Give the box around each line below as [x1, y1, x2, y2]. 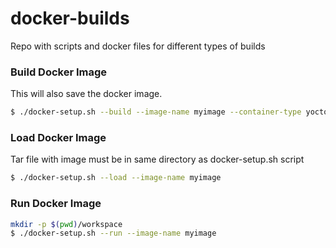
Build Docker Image [10, 65, 108, 79]
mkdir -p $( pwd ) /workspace [10, 219, 123, 229]
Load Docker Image [10, 131, 107, 145]
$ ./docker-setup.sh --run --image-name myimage [10, 228, 217, 239]
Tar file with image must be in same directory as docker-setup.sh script [10, 153, 305, 166]
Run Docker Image [10, 197, 102, 211]
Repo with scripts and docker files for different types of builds [10, 40, 266, 52]
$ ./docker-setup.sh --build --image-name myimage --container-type [10, 107, 302, 117]
